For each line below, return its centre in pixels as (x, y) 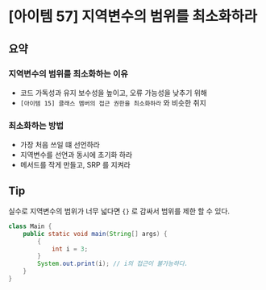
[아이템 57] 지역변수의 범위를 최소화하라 (133, 17)
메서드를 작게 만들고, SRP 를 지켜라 (75, 165)
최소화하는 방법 (36, 126)
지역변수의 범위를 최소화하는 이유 (69, 73)
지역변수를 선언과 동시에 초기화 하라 (76, 155)
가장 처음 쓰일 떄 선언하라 (60, 145)
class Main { (30, 226)
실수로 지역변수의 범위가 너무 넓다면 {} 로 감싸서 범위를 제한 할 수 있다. (119, 211)
